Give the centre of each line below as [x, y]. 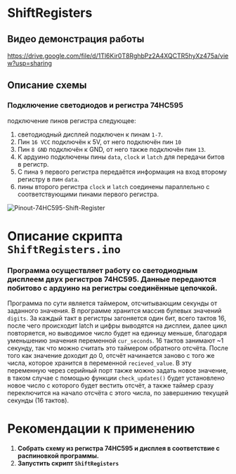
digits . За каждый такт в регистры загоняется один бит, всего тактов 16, [117, 319]
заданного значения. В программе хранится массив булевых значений [114, 311]
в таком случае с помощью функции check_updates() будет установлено [116, 378]
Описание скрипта [65, 236]
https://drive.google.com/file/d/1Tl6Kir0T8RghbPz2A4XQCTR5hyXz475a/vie [118, 56]
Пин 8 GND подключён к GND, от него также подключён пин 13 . [111, 149]
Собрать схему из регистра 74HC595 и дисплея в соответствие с [118, 449]
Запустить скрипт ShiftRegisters [68, 463]
